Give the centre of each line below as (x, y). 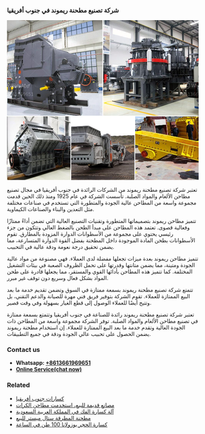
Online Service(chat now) (49, 369)
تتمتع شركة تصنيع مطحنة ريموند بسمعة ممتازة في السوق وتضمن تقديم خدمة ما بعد (100, 290)
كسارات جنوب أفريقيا (40, 398)
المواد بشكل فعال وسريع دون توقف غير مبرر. (58, 278)
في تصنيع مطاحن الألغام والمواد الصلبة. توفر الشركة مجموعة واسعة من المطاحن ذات (102, 321)
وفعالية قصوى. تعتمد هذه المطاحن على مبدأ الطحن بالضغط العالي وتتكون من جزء (99, 227)
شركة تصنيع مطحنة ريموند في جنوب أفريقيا (63, 10)
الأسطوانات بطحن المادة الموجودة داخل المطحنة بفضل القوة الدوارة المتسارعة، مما (101, 240)
